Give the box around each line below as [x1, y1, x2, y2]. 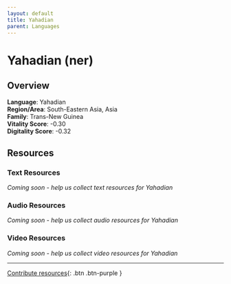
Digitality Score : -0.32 [7, 127, 71, 135]
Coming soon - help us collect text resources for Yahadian [7, 184, 173, 192]
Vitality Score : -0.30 [7, 120, 67, 128]
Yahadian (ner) [7, 52, 94, 68]
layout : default [7, 10, 54, 17]
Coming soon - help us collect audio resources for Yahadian [7, 216, 179, 224]
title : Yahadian [7, 17, 54, 23]
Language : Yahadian [7, 98, 67, 107]
